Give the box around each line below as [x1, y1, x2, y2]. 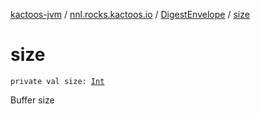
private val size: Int [10, 76, 105, 86]
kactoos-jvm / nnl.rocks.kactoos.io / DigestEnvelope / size [10, 9, 250, 20]
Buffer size [10, 94, 55, 106]
